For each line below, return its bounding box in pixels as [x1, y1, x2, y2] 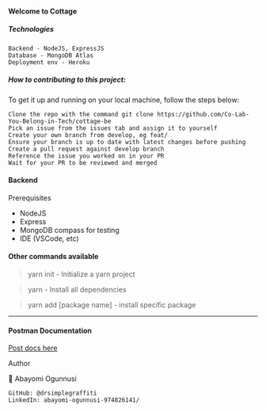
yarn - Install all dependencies [27, 284, 127, 294]
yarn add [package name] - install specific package [27, 299, 196, 309]
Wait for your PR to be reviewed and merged [8, 158, 158, 166]
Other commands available [8, 252, 99, 261]
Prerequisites [8, 193, 51, 202]
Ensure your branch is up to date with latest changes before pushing [8, 138, 246, 146]
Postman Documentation [8, 326, 93, 335]
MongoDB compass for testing [19, 225, 120, 235]
